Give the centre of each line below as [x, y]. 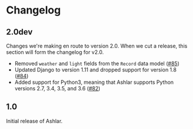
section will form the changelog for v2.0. [55, 52]
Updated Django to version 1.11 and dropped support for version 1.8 [96, 70]
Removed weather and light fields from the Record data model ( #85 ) [97, 63]
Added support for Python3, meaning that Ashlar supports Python [94, 82]
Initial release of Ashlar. [34, 121]
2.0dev [19, 32]
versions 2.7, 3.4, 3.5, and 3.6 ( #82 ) [57, 88]
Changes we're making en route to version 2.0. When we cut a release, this [97, 46]
